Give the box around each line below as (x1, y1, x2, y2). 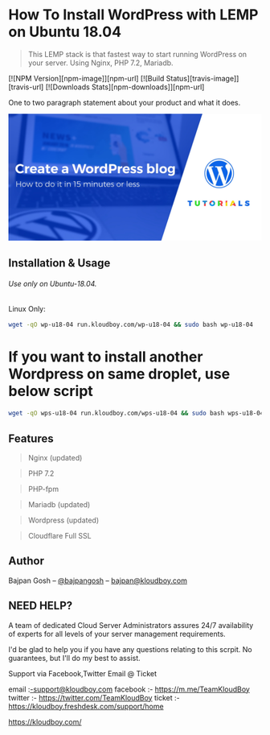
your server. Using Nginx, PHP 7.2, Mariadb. (27, 58, 174, 68)
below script (8, 382, 94, 400)
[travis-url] (8, 82, 44, 92)
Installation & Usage (8, 256, 111, 270)
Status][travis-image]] (166, 73, 239, 83)
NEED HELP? (8, 599, 73, 613)
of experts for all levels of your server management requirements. (8, 629, 227, 638)
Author (8, 554, 44, 568)
